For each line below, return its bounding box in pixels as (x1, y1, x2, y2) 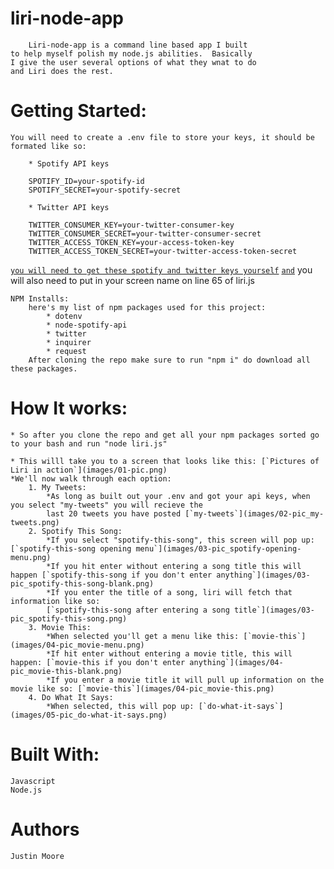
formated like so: (10, 141, 87, 151)
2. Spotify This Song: (28, 526, 123, 536)
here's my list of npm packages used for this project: (28, 302, 267, 312)
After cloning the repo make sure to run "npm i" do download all (28, 355, 311, 365)
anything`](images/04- (189, 657, 284, 667)
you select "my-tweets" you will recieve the (10, 500, 203, 510)
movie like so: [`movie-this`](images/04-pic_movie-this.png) (10, 683, 275, 694)
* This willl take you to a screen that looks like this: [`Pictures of (10, 456, 320, 466)
